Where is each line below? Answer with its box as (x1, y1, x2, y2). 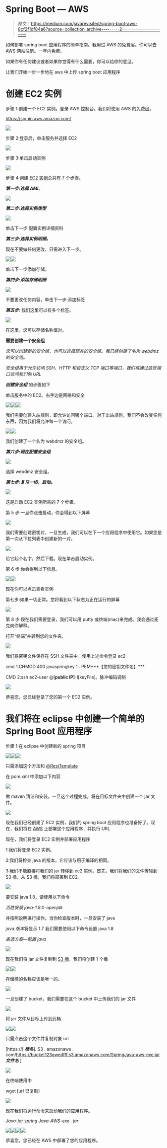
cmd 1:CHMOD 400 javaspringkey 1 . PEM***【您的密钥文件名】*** (5, 663, 145, 669)
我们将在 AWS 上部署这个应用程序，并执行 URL (14, 826, 111, 832)
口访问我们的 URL (5, 371, 42, 377)
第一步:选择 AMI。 (5, 185, 43, 191)
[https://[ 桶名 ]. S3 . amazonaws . (5, 1046, 74, 1052)
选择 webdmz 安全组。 (5, 468, 52, 474)
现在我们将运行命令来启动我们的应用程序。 (5, 1108, 93, 1114)
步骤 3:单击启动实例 (5, 155, 46, 161)
